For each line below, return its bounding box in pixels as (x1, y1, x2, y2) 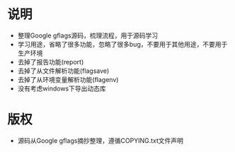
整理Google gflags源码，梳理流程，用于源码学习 (17, 31, 159, 40)
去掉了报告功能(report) (17, 57, 84, 66)
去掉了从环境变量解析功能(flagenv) (17, 75, 119, 83)
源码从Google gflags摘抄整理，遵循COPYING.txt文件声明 (17, 136, 184, 145)
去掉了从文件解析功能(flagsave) (17, 66, 110, 75)
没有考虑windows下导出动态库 (17, 84, 106, 93)
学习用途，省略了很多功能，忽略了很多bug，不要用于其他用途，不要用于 (17, 40, 228, 48)
